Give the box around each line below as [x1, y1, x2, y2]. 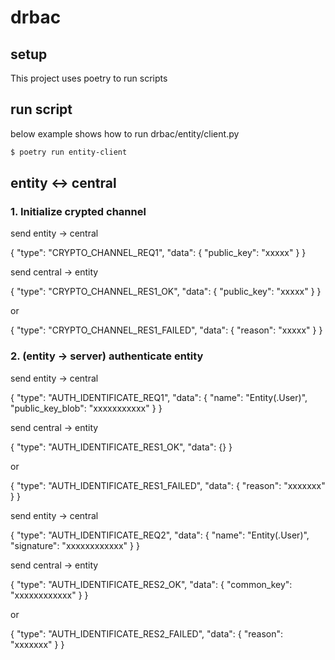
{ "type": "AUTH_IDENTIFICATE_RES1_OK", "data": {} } [10, 441, 233, 453]
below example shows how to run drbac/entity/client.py [10, 127, 240, 140]
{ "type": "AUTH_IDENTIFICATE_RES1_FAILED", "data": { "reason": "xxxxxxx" [10, 479, 326, 491]
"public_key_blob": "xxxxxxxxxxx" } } [10, 402, 163, 414]
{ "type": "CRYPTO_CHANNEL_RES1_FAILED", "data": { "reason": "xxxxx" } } [10, 324, 323, 336]
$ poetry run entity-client [10, 147, 128, 157]
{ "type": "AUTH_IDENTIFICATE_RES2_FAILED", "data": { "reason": [10, 627, 284, 640]
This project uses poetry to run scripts [10, 72, 168, 84]
